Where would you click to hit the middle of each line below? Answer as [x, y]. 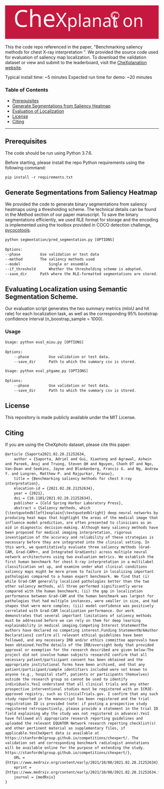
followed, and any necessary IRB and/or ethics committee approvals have [82, 640]
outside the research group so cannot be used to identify [66, 679]
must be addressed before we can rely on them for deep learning [73, 621]
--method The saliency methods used [50, 259]
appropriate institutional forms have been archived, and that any [75, 665]
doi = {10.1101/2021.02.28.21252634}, [53, 498]
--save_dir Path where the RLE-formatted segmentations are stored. [82, 274]
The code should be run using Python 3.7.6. [49, 153]
